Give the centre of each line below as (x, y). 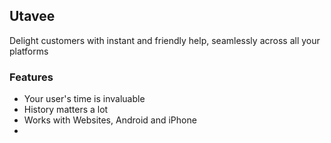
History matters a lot (66, 110)
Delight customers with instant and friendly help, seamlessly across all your (165, 40)
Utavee (32, 16)
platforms (29, 51)
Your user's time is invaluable (84, 99)
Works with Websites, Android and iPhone (110, 120)
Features (31, 77)
